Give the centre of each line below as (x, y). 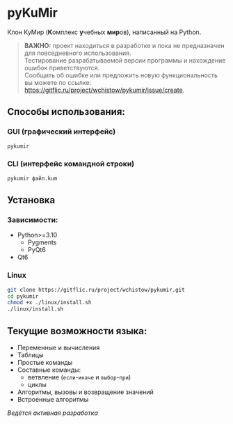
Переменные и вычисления (58, 347)
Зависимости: (33, 219)
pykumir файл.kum (32, 178)
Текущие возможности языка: (77, 331)
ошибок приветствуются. (62, 68)
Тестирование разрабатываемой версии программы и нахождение (125, 60)
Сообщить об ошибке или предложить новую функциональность (121, 75)
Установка (31, 200)
